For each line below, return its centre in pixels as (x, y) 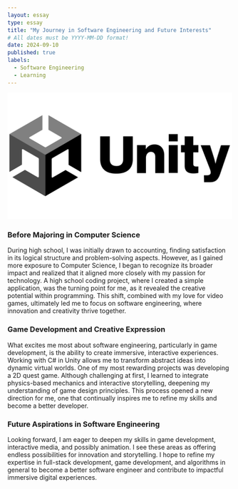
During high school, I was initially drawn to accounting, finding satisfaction (117, 250)
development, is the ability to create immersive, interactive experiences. (113, 352)
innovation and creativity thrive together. (67, 311)
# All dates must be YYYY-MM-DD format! (68, 38)
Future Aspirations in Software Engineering (84, 424)
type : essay (25, 22)
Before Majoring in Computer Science (74, 235)
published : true (31, 53)
